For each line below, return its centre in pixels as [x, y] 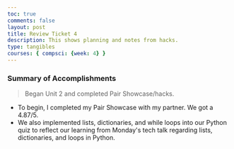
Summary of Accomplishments [62, 78]
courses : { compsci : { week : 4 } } [57, 54]
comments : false [31, 21]
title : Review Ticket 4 [42, 34]
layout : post [27, 27]
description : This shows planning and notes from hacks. [93, 40]
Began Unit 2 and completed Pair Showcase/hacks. [99, 94]
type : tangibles [31, 47]
